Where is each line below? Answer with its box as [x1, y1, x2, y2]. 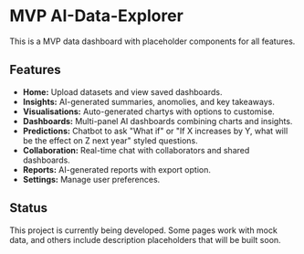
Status [9, 200, 48, 216]
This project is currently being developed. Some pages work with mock [9, 225, 278, 236]
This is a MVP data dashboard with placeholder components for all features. [9, 36, 296, 47]
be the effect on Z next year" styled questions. [22, 134, 198, 146]
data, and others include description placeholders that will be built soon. [9, 234, 281, 245]
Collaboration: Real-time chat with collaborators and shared [22, 144, 250, 155]
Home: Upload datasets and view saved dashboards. [22, 86, 223, 97]
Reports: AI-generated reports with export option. [22, 164, 212, 175]
